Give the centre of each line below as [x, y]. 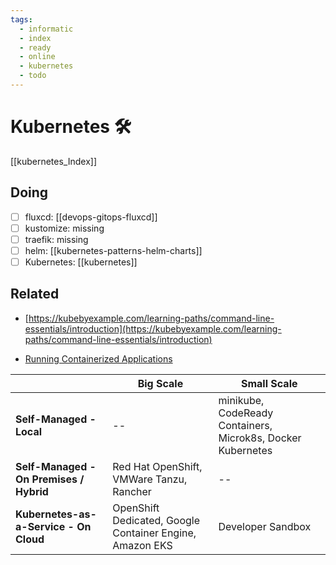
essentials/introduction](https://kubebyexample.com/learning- [153, 328]
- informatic [46, 29]
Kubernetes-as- [56, 514]
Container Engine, [154, 533]
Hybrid [32, 491]
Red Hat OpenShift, [157, 466]
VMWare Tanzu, [150, 479]
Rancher [132, 491]
